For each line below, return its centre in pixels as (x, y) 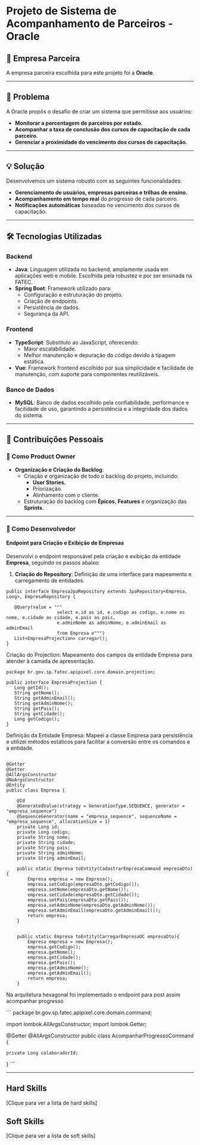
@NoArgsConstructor (30, 780)
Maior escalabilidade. (50, 349)
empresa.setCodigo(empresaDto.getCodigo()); (84, 884)
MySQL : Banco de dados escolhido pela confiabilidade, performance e (102, 402)
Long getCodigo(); (37, 719)
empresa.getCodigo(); (54, 947)
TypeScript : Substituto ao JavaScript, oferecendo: (76, 342)
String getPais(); (37, 709)
